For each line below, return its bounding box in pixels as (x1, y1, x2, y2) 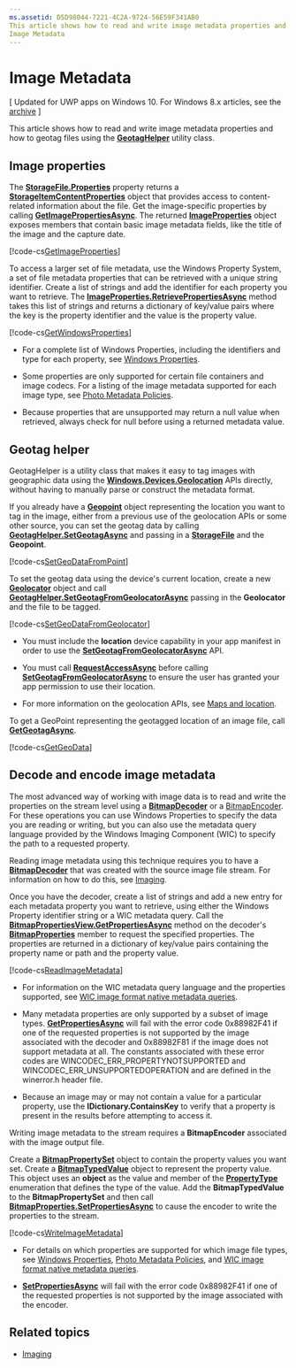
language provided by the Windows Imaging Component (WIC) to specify (9, 828, 277, 839)
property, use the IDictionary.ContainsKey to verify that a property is (21, 1101, 276, 1111)
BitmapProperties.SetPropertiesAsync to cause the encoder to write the (9, 1201, 277, 1211)
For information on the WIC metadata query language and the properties (21, 981, 285, 992)
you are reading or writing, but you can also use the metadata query (9, 819, 257, 830)
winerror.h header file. (21, 1074, 103, 1085)
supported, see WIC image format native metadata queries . (21, 991, 239, 1002)
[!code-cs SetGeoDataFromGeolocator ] (9, 619, 150, 629)
